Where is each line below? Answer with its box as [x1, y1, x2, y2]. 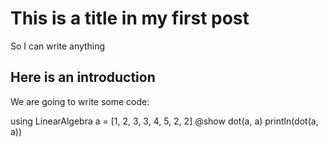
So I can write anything [10, 40, 106, 52]
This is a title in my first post [10, 7, 250, 30]
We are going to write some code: [10, 95, 150, 107]
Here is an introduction [10, 69, 156, 86]
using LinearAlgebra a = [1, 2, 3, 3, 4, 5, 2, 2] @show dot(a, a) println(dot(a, [10, 115, 319, 127]
